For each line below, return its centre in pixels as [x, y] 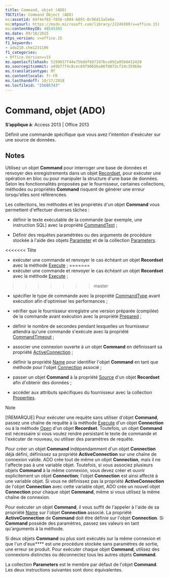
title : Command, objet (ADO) [36, 10]
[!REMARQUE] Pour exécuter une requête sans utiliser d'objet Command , [82, 418]
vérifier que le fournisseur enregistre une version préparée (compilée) [86, 311]
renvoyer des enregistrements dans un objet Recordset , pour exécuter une [83, 173]
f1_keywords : [19, 43]
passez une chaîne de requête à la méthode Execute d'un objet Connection [84, 423]
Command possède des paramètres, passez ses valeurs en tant [72, 523]
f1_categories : [21, 52]
